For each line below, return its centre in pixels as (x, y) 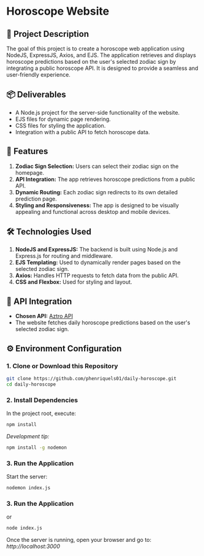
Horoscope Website (58, 11)
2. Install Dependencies (42, 400)
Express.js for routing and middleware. (64, 256)
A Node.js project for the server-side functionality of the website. (97, 112)
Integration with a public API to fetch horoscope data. (82, 132)
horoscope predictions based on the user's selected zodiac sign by (91, 62)
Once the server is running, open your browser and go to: (79, 540)
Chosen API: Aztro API (44, 316)
